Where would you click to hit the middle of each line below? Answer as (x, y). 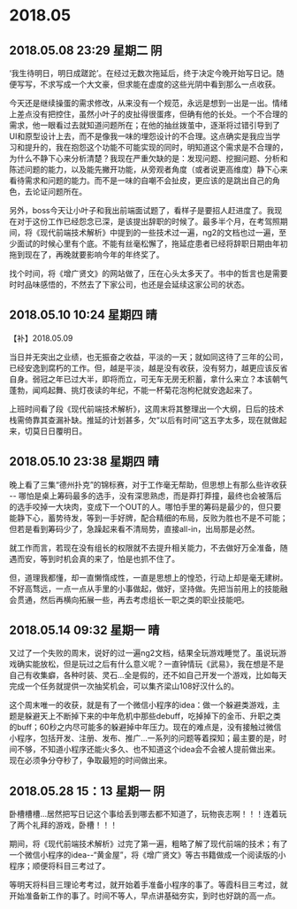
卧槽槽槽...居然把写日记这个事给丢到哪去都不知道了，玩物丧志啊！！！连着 (145, 814)
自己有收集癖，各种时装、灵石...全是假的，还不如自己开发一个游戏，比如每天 (148, 675)
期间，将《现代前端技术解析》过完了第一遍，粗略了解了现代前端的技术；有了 (148, 844)
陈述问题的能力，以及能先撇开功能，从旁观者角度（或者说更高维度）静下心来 (148, 169)
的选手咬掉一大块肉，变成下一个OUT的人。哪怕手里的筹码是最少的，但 (138, 506)
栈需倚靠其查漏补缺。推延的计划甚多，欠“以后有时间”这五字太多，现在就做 (145, 420)
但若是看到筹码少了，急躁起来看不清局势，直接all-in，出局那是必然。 (134, 528)
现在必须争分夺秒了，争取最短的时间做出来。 (91, 760)
